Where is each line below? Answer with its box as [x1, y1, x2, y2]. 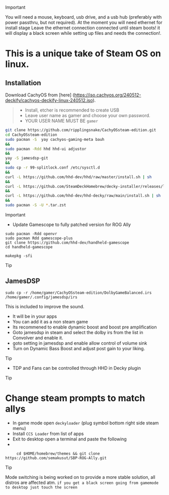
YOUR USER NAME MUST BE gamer [25, 118, 98, 124]
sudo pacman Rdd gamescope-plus [5, 236, 73, 241]
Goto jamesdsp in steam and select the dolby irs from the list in [12, 329, 143, 335]
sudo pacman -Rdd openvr [5, 231, 57, 236]
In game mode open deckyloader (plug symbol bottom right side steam [12, 420, 159, 426]
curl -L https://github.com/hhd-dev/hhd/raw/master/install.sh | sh [5, 174, 152, 180]
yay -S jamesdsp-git [5, 156, 49, 161]
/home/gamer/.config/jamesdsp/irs [5, 295, 78, 300]
